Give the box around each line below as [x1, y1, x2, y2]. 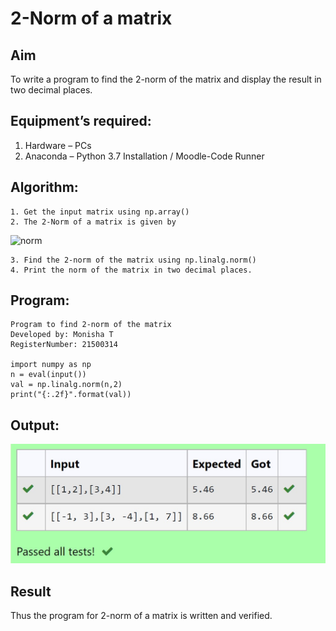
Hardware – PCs [24, 139, 92, 151]
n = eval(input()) [10, 370, 87, 380]
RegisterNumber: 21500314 [10, 340, 118, 350]
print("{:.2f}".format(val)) [10, 390, 132, 400]
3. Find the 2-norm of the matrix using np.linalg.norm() [10, 255, 257, 265]
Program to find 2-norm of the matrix [10, 320, 172, 330]
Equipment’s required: [10, 113, 152, 130]
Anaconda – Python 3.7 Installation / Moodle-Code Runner [24, 150, 265, 162]
